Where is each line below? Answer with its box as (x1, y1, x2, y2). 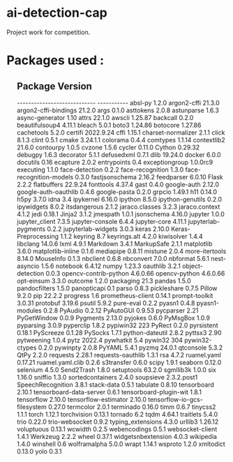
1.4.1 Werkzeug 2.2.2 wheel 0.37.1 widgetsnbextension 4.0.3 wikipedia (16, 432, 218, 440)
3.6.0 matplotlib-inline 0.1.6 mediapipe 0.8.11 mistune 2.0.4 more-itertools (16, 246, 227, 255)
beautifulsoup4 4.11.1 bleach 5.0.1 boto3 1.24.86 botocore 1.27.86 (16, 121, 202, 129)
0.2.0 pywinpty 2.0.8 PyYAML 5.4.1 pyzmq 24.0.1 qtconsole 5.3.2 (38, 343, 223, 352)
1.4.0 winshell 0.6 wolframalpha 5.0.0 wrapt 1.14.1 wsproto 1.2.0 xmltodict (16, 440, 226, 448)
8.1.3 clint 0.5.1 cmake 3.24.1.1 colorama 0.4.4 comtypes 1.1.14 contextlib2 (16, 135, 225, 144)
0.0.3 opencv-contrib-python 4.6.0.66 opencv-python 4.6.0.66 (45, 269, 225, 277)
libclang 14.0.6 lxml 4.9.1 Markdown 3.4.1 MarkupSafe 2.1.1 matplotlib (16, 239, 213, 248)
